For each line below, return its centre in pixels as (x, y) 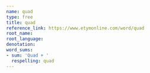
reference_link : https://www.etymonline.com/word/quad (75, 28)
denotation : (21, 45)
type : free (20, 17)
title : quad (21, 22)
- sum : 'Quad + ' (28, 55)
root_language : (25, 39)
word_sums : (20, 50)
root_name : (20, 34)
